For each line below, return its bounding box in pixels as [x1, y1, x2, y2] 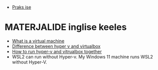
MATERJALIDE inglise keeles [5, 22, 127, 33]
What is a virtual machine [12, 38, 65, 44]
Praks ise [12, 4, 31, 10]
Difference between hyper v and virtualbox [12, 43, 101, 49]
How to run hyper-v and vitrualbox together [12, 48, 102, 54]
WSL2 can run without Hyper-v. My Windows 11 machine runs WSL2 [12, 54, 153, 60]
